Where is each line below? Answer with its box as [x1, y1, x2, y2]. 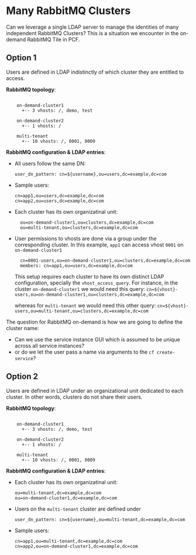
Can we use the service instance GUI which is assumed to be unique [14, 335, 180, 343]
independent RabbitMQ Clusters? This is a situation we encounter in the [6, 29, 179, 36]
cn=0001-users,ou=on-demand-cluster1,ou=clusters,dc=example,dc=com [20, 258, 191, 263]
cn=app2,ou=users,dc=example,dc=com [14, 198, 104, 204]
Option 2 [6, 372, 38, 382]
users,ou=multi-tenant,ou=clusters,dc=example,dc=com [14, 308, 149, 314]
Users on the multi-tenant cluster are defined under [14, 505, 142, 512]
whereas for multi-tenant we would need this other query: [14, 302, 156, 309]
